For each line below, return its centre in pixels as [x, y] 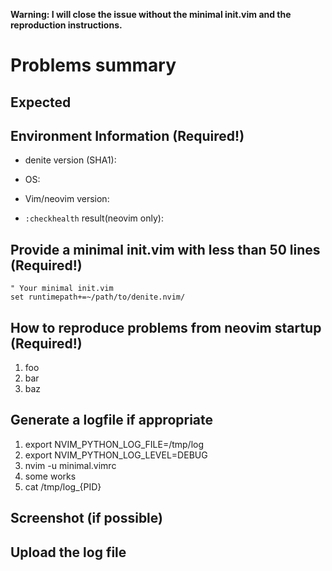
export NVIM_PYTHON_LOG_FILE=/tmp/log [114, 444]
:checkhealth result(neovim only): [94, 218]
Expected [41, 102]
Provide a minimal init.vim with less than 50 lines [165, 249]
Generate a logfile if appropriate [112, 420]
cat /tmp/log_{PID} [63, 486]
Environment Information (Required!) [127, 135]
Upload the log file [68, 552]
